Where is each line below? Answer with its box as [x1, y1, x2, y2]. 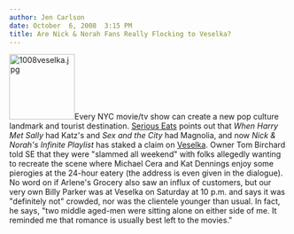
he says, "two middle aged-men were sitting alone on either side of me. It [9, 206, 277, 216]
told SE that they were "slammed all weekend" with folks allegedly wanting [9, 149, 282, 160]
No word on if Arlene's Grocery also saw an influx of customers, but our [9, 177, 272, 188]
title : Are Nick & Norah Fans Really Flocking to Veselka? [9, 29, 232, 38]
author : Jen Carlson [9, 12, 86, 22]
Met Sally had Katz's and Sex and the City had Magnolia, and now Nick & [9, 130, 276, 141]
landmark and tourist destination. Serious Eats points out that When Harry [9, 121, 279, 131]
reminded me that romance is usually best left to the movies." [9, 214, 233, 226]
